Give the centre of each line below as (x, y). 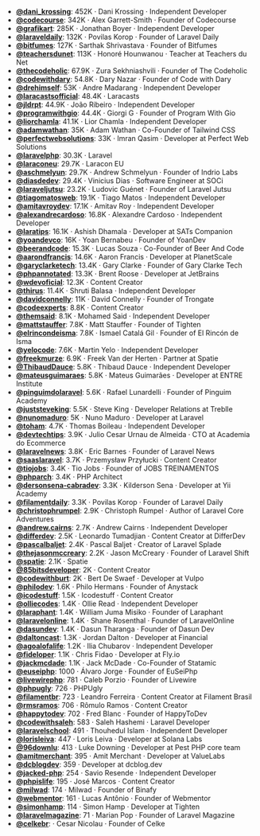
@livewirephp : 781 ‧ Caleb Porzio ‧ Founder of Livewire (106, 680)
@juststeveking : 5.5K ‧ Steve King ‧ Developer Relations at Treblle (124, 409)
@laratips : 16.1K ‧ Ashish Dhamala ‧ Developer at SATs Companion (124, 231)
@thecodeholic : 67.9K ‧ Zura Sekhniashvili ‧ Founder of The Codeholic (132, 70)
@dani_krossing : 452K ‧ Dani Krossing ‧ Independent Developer (121, 12)
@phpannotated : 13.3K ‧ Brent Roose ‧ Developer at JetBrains (117, 273)
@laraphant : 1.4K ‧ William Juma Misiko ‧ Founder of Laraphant (119, 612)
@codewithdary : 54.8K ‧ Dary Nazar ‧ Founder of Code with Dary (124, 79)
